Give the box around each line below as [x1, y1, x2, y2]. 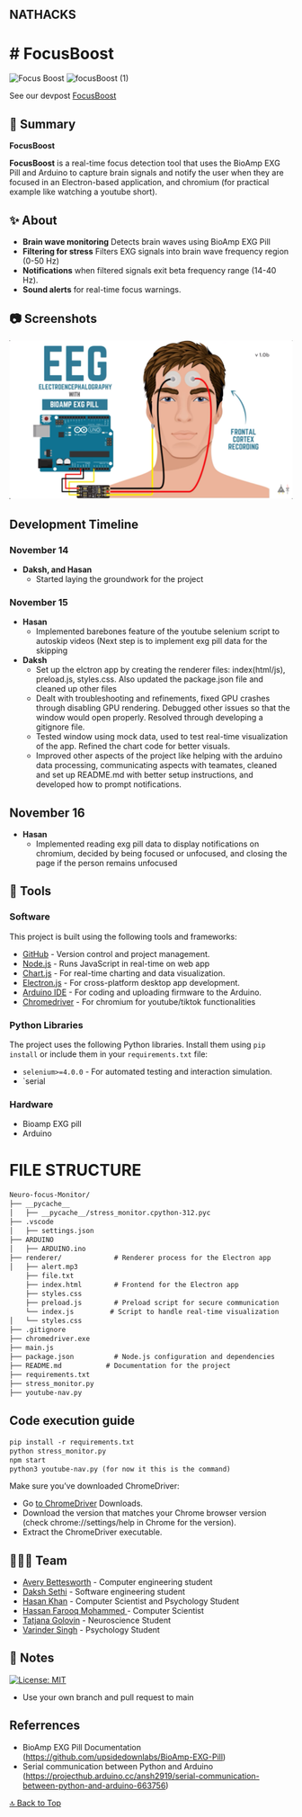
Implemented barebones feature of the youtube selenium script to [35, 626, 280, 637]
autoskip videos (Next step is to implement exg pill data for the [35, 636, 268, 647]
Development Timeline [9, 516, 139, 532]
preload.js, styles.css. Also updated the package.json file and [35, 674, 263, 685]
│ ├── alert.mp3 [9, 1263, 78, 1272]
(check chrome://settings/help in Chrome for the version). [22, 1517, 236, 1528]
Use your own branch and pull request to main [22, 1691, 195, 1703]
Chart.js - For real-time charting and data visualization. [22, 967, 226, 979]
